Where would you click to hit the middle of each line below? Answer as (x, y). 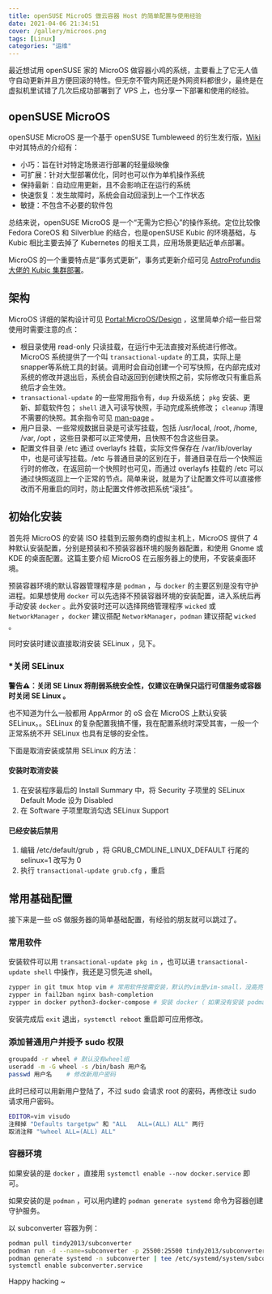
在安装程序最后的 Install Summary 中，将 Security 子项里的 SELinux (132, 790)
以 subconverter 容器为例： (54, 1227)
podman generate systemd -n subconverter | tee (90, 1258)
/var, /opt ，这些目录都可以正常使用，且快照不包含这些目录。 (121, 438)
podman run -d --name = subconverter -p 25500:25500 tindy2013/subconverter (137, 1251)
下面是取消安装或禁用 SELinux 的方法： (74, 750)
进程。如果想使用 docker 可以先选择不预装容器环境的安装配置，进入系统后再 (135, 595)
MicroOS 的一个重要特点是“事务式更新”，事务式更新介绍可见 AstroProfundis (134, 260)
